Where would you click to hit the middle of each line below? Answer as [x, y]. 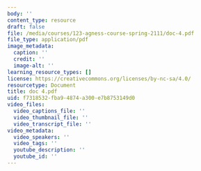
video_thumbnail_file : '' [51, 117]
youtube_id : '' [35, 157]
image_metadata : [31, 46]
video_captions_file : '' [49, 111]
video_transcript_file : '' [53, 124]
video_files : [26, 105]
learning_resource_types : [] [49, 72]
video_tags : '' [35, 144]
